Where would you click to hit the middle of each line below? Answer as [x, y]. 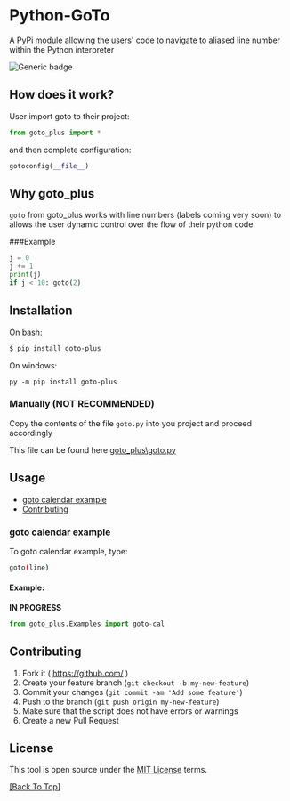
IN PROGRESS [36, 607]
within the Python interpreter [62, 49]
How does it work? [62, 95]
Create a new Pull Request [71, 720]
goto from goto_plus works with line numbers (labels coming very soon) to [145, 215]
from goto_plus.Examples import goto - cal [87, 624]
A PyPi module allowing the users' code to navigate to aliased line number [145, 40]
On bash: [26, 332]
